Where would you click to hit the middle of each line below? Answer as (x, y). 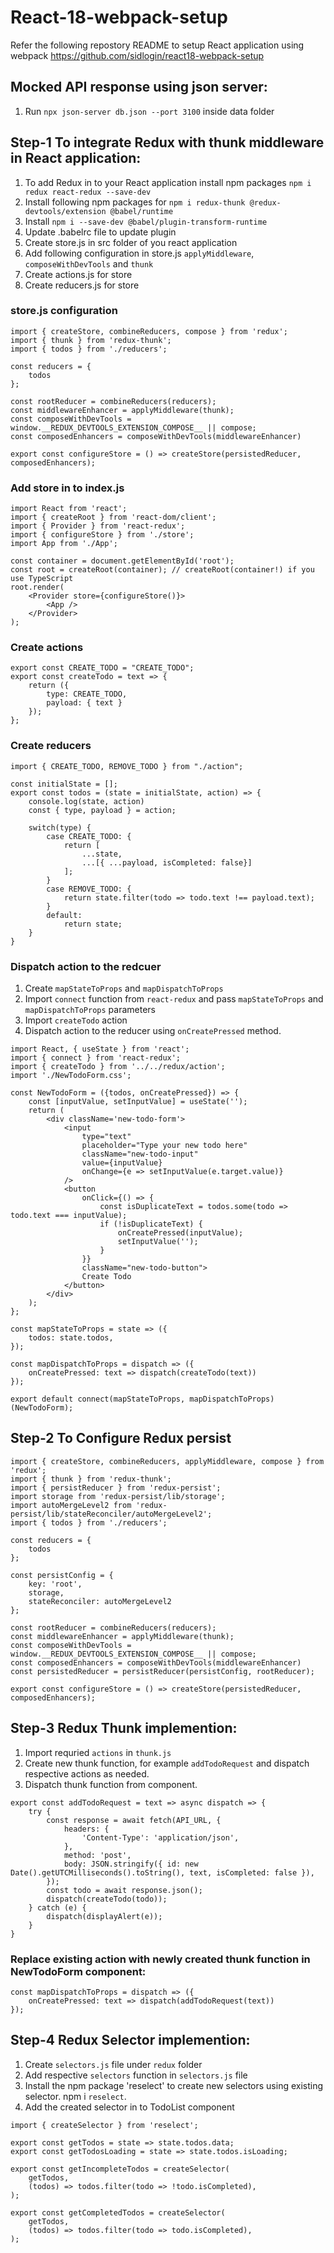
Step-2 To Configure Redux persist (121, 1438)
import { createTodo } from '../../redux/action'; (118, 1067)
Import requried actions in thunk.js (98, 1752)
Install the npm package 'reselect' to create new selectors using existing (174, 2085)
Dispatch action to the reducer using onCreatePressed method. (153, 1031)
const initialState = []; (64, 784)
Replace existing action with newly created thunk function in (160, 1959)
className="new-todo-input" (140, 1154)
